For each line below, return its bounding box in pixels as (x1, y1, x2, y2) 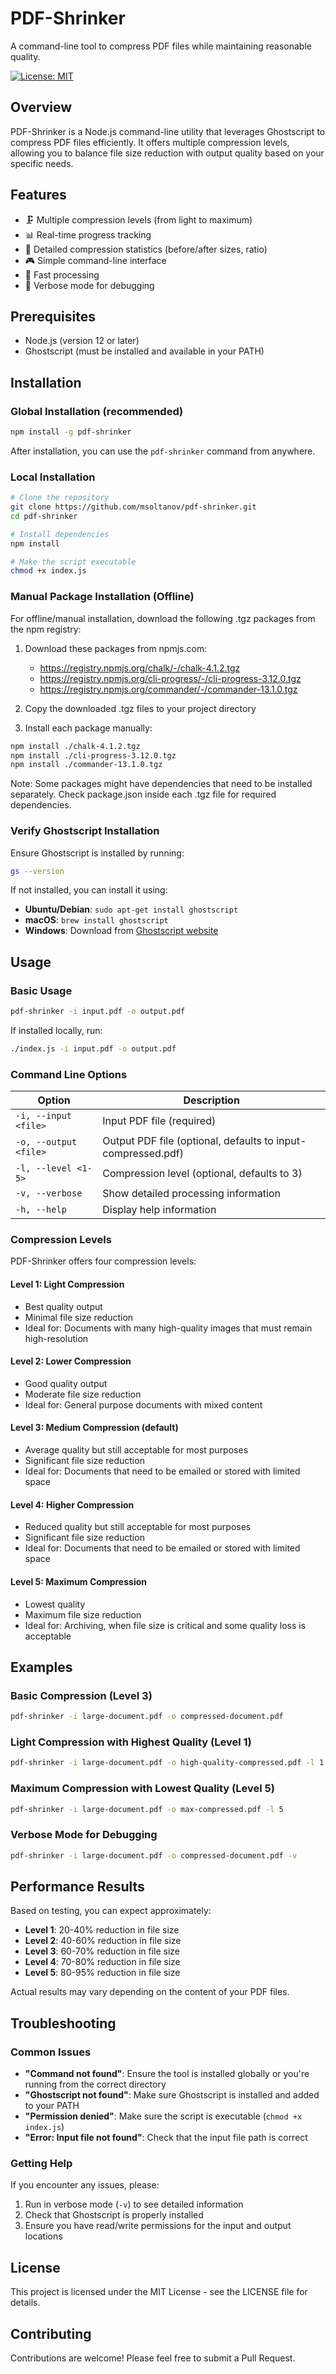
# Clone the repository (10, 493, 110, 503)
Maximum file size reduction (24, 1608, 142, 1621)
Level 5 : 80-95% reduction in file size (24, 1967, 181, 1979)
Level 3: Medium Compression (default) (10, 1422, 179, 1434)
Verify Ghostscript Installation (10, 824, 160, 838)
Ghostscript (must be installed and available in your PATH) (24, 345, 265, 357)
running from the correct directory (24, 2078, 167, 2091)
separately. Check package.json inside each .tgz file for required (10, 788, 277, 801)
